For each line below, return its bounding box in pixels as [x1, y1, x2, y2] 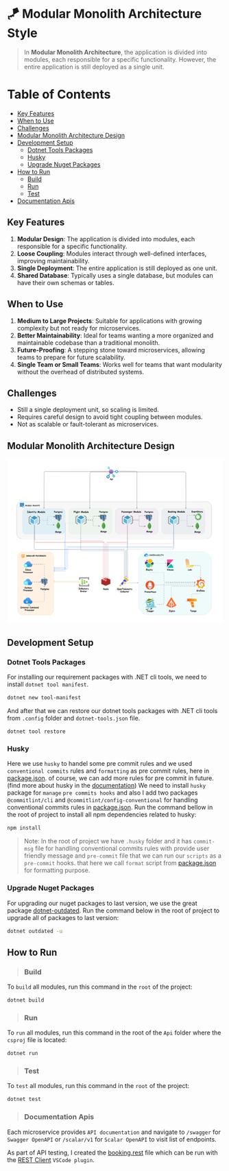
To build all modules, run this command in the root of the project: [7, 982, 193, 991]
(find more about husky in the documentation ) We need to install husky [7, 782, 206, 790]
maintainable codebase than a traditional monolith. [16, 338, 160, 347]
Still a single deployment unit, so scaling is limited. [16, 406, 159, 414]
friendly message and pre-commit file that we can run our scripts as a [23, 852, 221, 860]
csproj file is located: [7, 1036, 67, 1044]
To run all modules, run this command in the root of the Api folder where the [7, 1028, 221, 1037]
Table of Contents [7, 87, 111, 102]
